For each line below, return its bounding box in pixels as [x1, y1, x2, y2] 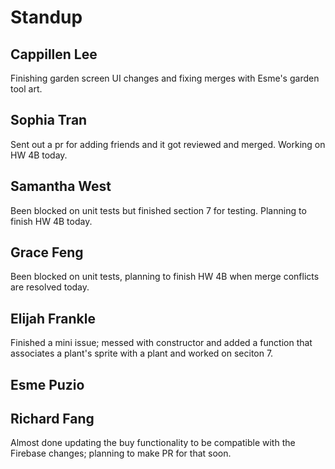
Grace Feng [10, 244, 84, 261]
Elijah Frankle [10, 310, 96, 327]
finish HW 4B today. [10, 215, 93, 227]
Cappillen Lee [10, 46, 98, 63]
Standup [10, 6, 83, 29]
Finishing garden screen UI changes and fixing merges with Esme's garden [10, 72, 320, 84]
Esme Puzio [10, 376, 85, 393]
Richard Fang [10, 411, 95, 428]
